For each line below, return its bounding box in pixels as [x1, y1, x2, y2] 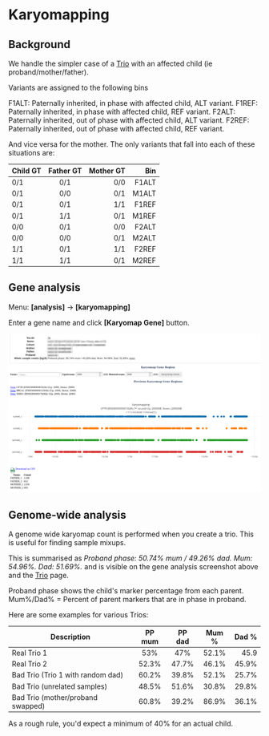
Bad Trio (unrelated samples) [11, 681, 108, 691]
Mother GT [88, 166, 126, 176]
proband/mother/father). [8, 67, 90, 77]
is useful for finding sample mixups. [8, 538, 126, 548]
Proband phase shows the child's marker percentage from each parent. [8, 586, 244, 596]
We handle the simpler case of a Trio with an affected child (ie [8, 59, 213, 68]
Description [50, 632, 90, 642]
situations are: [8, 148, 55, 157]
